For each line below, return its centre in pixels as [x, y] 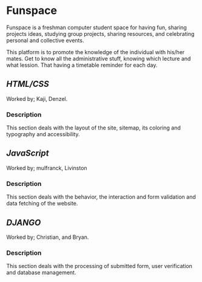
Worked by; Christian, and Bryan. [48, 237]
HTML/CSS [28, 84]
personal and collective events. [45, 40]
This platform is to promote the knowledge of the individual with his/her [96, 52]
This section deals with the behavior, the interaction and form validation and [101, 197]
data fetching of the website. [42, 204]
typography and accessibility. [43, 134]
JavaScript [28, 153]
